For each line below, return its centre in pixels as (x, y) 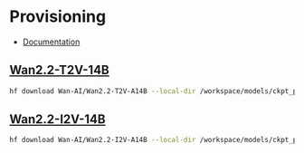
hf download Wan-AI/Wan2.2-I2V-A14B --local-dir (103, 140)
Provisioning (58, 17)
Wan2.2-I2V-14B (57, 120)
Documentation (51, 42)
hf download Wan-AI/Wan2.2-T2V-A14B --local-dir (103, 91)
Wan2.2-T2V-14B (60, 70)
